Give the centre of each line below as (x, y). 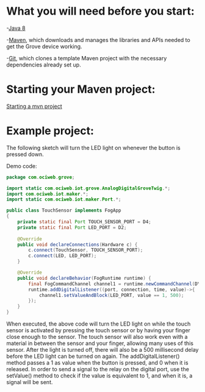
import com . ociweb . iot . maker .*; (47, 194)
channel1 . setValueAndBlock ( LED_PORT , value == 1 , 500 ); (111, 295)
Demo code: (22, 166)
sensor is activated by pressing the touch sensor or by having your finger (99, 330)
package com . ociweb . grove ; (41, 177)
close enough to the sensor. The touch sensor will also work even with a (97, 337)
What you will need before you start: (101, 11)
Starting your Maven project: (81, 89)
